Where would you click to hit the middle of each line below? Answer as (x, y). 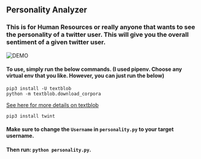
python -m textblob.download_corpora (54, 94)
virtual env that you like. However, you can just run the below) (85, 76)
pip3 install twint (31, 116)
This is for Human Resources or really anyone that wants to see (101, 27)
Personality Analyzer (47, 10)
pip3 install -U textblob (39, 88)
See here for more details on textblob (53, 105)
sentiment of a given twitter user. (56, 42)
